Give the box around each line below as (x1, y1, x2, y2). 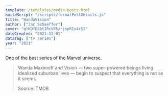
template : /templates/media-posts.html (5, 7, 90, 13)
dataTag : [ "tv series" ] (5, 36, 56, 41)
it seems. (17, 75, 37, 82)
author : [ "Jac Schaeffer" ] (5, 21, 63, 27)
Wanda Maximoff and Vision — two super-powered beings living (17, 64, 154, 70)
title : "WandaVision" (5, 17, 52, 22)
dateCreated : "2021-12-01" (5, 31, 63, 36)
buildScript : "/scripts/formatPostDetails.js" (5, 12, 106, 17)
